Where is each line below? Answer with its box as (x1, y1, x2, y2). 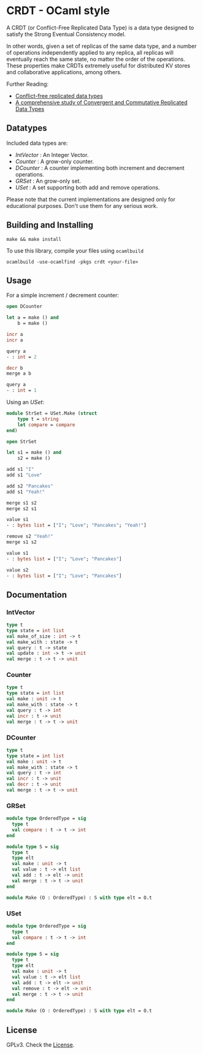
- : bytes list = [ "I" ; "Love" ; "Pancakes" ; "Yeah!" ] (6, 522, 147, 529)
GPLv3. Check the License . (6, 1041, 75, 1048)
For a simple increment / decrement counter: (6, 292, 120, 299)
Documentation (6, 589, 67, 600)
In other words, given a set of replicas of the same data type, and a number (6, 42, 197, 50)
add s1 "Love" (6, 472, 43, 478)
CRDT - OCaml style (6, 4, 110, 18)
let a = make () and (6, 315, 59, 321)
